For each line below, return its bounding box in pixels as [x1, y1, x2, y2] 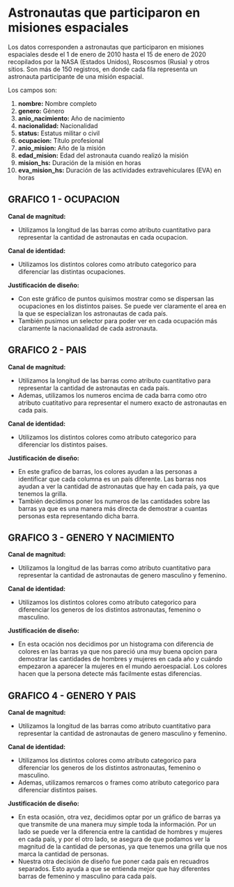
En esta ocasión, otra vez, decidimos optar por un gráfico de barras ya [17, 813, 221, 822]
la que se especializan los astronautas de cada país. [17, 309, 168, 318]
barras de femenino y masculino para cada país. [17, 872, 157, 881]
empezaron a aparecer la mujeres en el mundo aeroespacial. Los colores [17, 662, 227, 670]
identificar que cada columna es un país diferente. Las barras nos [17, 475, 207, 483]
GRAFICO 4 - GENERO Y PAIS [8, 690, 136, 702]
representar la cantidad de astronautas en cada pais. [17, 383, 170, 392]
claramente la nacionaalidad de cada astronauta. [17, 324, 158, 332]
